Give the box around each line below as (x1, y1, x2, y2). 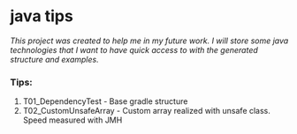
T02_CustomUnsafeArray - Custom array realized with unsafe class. (22, 106, 270, 116)
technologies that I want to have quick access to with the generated (10, 44, 259, 55)
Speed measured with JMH (22, 115, 123, 125)
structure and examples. (10, 54, 100, 64)
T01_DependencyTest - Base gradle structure (22, 96, 188, 107)
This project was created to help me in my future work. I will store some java (10, 35, 289, 46)
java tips (10, 6, 73, 26)
